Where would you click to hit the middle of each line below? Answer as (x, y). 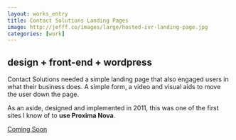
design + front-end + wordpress (80, 62)
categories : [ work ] (36, 34)
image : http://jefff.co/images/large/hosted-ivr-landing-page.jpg (108, 27)
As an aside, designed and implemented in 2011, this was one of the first (113, 108)
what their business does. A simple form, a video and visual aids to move (114, 87)
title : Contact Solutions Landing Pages (68, 21)
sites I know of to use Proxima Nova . (61, 116)
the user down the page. (43, 94)
